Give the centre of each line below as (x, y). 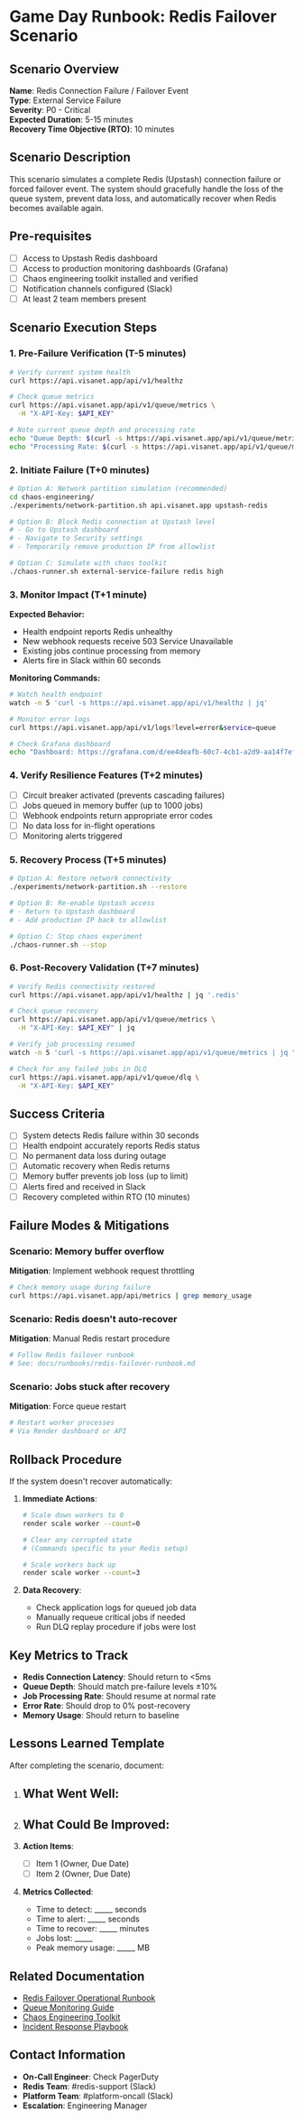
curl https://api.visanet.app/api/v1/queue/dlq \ (105, 1077)
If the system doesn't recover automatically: (91, 1481)
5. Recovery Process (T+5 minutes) (88, 859)
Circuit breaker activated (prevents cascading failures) (124, 795)
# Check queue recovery (54, 1011)
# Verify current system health (70, 372)
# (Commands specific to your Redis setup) (106, 1548)
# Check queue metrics (52, 397)
